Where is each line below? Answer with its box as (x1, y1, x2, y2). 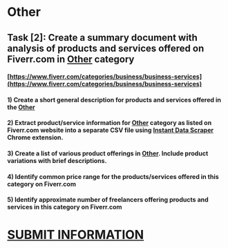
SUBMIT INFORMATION (7, 227, 144, 242)
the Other (7, 103, 36, 111)
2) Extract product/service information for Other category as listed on (7, 119, 212, 127)
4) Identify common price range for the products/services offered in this (7, 172, 219, 180)
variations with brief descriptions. (7, 156, 107, 164)
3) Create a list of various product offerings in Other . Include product (7, 149, 209, 158)
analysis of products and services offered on (7, 42, 205, 54)
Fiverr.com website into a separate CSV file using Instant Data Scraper (7, 126, 214, 135)
